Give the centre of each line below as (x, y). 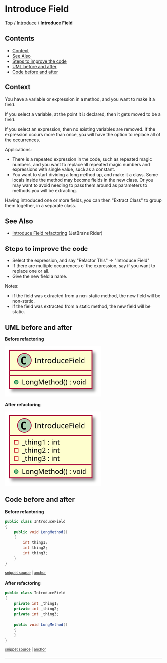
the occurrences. (23, 140)
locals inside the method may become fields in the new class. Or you (83, 180)
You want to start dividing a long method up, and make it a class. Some (85, 174)
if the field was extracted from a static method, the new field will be (81, 306)
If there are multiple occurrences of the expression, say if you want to (84, 266)
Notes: (12, 286)
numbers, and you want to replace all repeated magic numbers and (81, 164)
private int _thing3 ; (36, 614)
